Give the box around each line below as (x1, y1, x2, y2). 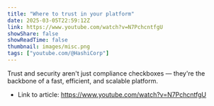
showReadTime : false (7, 37, 69, 44)
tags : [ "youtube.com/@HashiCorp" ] (7, 50, 110, 57)
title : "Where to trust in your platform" (7, 10, 135, 18)
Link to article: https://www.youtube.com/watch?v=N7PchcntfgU (17, 90, 207, 99)
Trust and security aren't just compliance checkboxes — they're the (7, 69, 205, 78)
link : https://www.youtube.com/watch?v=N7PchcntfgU (7, 23, 163, 30)
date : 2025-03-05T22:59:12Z (7, 17, 91, 24)
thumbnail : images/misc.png (7, 43, 91, 50)
